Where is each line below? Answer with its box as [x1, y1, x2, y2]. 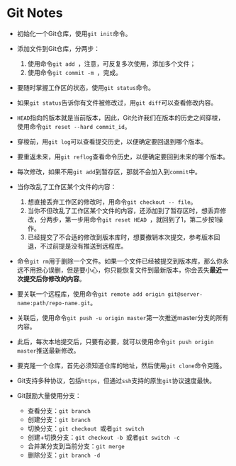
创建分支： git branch [27, 415, 91, 424]
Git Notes [6, 5, 63, 21]
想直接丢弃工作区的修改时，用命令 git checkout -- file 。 [27, 197, 197, 206]
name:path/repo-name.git [16, 300, 91, 307]
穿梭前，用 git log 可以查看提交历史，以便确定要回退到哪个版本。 [16, 137, 207, 146]
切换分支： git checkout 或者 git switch [27, 424, 145, 433]
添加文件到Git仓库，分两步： [16, 44, 101, 52]
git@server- [167, 290, 203, 298]
